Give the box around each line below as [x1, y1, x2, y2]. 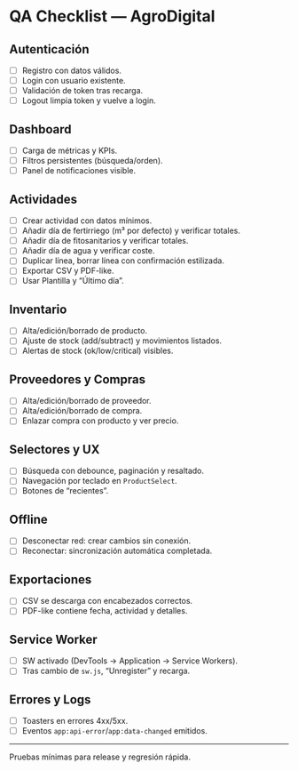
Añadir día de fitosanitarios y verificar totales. [21, 236, 189, 246]
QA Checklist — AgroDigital [9, 6, 216, 27]
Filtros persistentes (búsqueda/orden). [21, 156, 163, 166]
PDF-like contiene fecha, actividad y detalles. [21, 606, 188, 616]
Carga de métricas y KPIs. [21, 145, 118, 157]
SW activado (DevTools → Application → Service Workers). [21, 655, 238, 666]
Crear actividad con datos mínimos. [21, 215, 153, 226]
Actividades [9, 191, 78, 206]
